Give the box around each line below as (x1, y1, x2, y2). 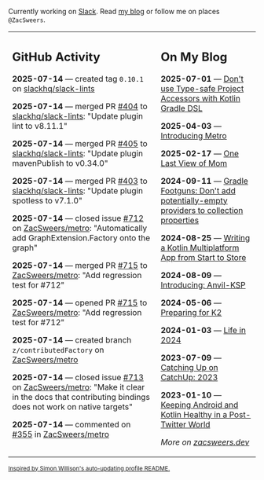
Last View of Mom (160, 157, 228, 168)
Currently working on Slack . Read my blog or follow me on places (8, 7, 220, 16)
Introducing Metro (160, 130, 227, 141)
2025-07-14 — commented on (12, 419, 131, 430)
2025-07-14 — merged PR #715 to (12, 259, 148, 270)
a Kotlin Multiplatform (160, 242, 240, 253)
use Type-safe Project (160, 82, 244, 93)
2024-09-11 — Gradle (160, 175, 249, 186)
